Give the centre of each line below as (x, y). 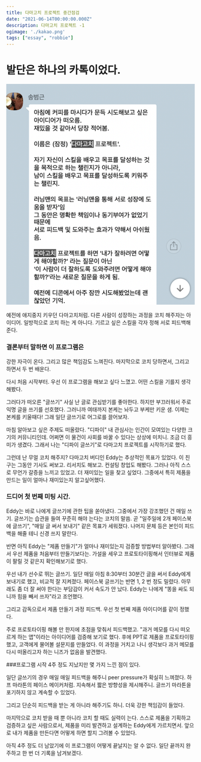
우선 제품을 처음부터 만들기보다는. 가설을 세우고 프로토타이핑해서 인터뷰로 (98, 553)
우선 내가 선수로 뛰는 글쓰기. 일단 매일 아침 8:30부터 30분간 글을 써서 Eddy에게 (99, 574)
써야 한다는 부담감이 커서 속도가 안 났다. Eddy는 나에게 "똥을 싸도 (112, 589)
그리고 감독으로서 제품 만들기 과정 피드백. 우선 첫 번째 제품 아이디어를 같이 (92, 609)
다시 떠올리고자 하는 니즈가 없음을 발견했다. (57, 652)
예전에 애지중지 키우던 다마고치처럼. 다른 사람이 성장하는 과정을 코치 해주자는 (96, 315)
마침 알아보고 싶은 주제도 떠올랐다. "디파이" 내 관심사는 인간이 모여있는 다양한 (96, 429)
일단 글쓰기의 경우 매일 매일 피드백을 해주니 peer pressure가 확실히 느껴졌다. (96, 677)
